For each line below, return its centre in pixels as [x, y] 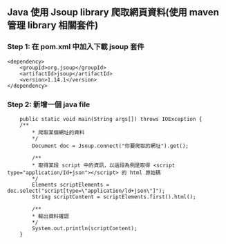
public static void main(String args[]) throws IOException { [111, 119]
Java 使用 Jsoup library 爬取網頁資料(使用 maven [113, 12]
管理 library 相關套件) [53, 25]
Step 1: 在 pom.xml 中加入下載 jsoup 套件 [76, 47]
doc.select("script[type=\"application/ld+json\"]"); [86, 191]
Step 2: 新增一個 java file [49, 104]
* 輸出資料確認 [50, 216]
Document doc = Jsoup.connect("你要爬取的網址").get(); [110, 146]
